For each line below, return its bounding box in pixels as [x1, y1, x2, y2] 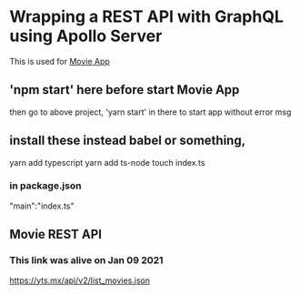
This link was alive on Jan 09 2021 [9, 254, 164, 267]
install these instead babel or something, [9, 133, 246, 148]
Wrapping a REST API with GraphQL [9, 6, 285, 27]
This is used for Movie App [9, 56, 111, 66]
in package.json [9, 179, 82, 192]
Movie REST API [9, 227, 103, 242]
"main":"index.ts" [9, 200, 75, 211]
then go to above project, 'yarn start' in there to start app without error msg [9, 107, 292, 117]
